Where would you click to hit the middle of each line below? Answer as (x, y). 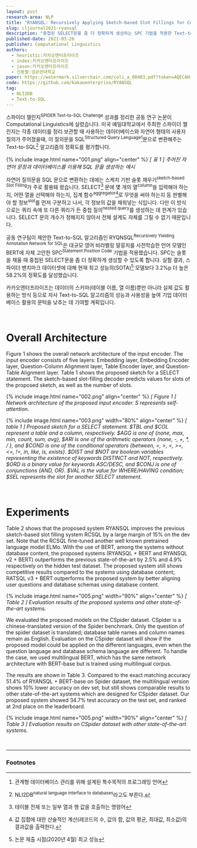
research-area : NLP (30, 17)
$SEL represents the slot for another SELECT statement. (74, 477)
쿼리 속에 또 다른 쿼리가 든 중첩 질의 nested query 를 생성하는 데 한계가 (99, 209)
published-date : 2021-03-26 (40, 39)
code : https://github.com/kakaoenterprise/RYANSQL (69, 83)
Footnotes (21, 763)
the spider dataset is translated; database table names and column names (95, 632)
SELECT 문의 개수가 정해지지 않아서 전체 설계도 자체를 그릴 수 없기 (95, 217)
